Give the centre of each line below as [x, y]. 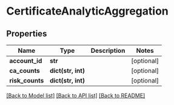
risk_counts [27, 80]
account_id [26, 61]
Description [108, 51]
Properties [27, 34]
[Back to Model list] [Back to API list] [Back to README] [76, 96]
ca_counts [25, 71]
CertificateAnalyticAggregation [87, 11]
